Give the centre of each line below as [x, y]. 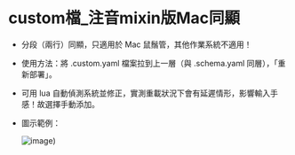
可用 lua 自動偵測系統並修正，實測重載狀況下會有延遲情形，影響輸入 [146, 93]
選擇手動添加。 [72, 104]
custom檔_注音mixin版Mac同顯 [124, 18]
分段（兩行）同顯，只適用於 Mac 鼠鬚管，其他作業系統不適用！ [136, 44]
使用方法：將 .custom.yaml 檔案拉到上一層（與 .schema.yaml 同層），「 [150, 63]
